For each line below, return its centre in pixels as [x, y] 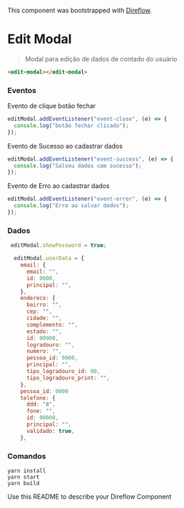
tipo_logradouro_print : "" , [68, 378]
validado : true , [50, 431]
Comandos [27, 456]
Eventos [22, 90]
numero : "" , [44, 352]
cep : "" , [39, 312]
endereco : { [38, 298]
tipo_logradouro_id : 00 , [63, 372]
